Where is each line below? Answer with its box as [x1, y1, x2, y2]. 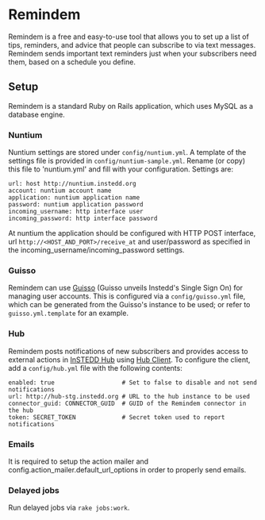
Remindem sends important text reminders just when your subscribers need [8, 48, 257, 58]
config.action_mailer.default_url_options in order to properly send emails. [8, 464, 247, 474]
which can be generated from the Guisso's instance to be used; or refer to [8, 300, 251, 310]
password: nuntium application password [8, 201, 144, 209]
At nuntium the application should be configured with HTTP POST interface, [8, 229, 256, 238]
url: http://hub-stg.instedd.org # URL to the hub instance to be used [8, 392, 250, 400]
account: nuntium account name [8, 187, 112, 195]
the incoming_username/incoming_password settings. [8, 245, 185, 255]
